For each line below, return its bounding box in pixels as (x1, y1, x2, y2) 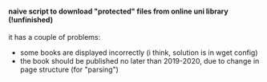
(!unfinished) (8, 14, 54, 24)
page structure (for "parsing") (19, 64, 119, 75)
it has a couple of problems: (8, 33, 101, 42)
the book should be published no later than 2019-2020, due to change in (19, 57, 260, 66)
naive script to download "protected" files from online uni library (8, 6, 229, 16)
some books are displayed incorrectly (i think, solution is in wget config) (19, 48, 258, 57)
